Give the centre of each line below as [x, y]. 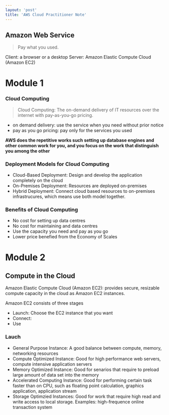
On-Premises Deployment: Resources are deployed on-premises [80, 186]
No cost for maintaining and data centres [55, 226]
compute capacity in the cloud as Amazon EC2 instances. [65, 294]
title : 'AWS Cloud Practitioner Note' [46, 15]
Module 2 [25, 257]
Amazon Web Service [40, 35]
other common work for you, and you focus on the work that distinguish [82, 145]
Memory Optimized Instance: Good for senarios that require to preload [86, 369]
